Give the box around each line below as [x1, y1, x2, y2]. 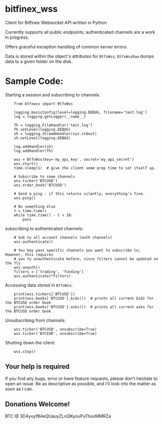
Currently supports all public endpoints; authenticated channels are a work [5, 29, 155, 35]
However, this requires [5, 252, 54, 257]
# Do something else [14, 204, 56, 209]
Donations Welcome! [5, 400, 70, 408]
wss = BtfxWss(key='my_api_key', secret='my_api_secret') [14, 157, 134, 162]
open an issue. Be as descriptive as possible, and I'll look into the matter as [5, 380, 156, 386]
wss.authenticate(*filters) [14, 273, 71, 279]
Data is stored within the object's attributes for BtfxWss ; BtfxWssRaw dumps [5, 53, 154, 59]
